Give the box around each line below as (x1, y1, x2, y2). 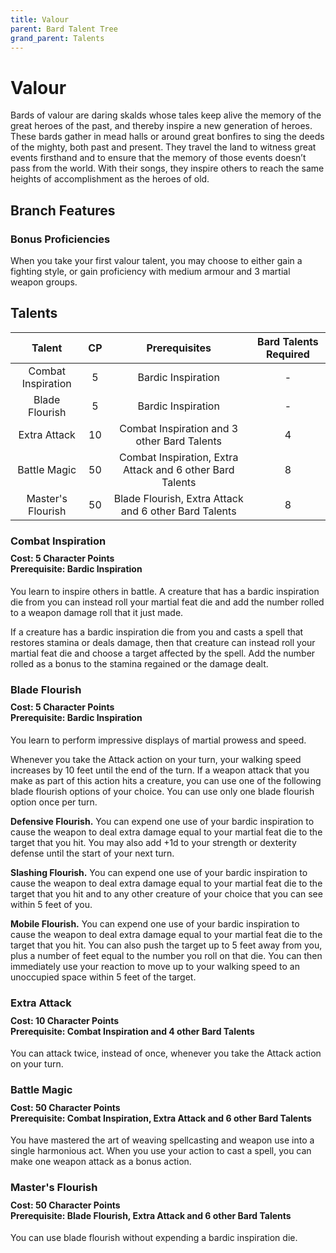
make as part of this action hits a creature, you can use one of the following (10, 775, 322, 787)
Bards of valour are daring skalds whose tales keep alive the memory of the (10, 109, 322, 121)
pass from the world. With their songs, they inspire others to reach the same (10, 162, 325, 175)
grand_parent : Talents (10, 33, 105, 43)
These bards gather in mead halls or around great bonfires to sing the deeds (10, 131, 325, 143)
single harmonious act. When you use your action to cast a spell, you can (10, 1145, 312, 1157)
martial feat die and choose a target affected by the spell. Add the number (10, 647, 316, 659)
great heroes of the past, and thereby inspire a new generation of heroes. (10, 120, 313, 132)
